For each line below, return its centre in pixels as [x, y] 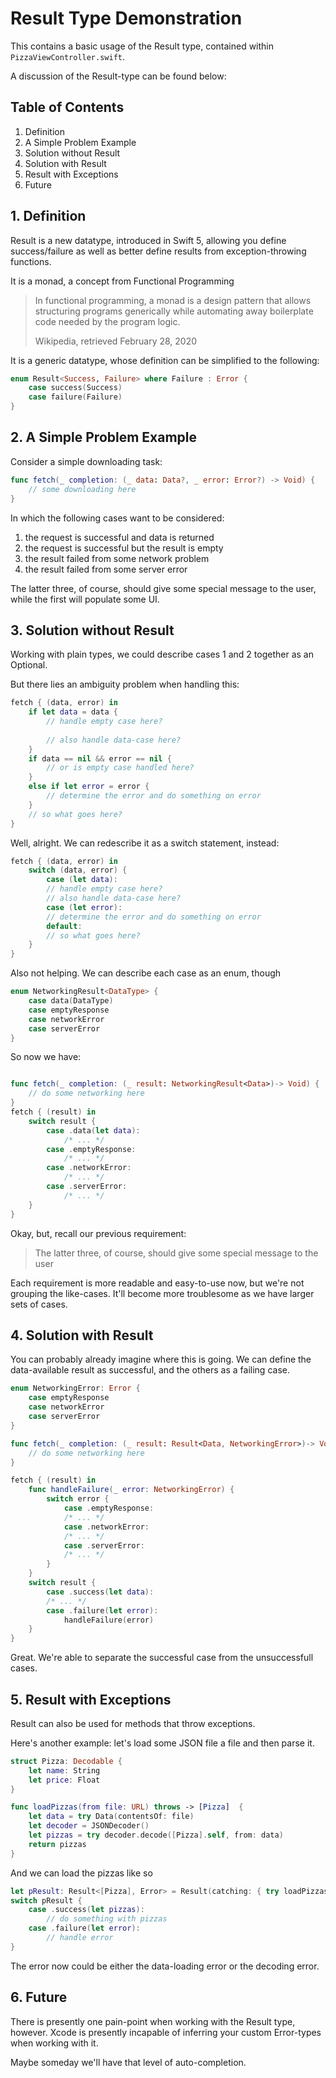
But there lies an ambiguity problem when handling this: [125, 684]
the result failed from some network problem [117, 558]
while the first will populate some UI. [85, 599]
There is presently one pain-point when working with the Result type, [153, 2021]
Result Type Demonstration [126, 18]
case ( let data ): [82, 880]
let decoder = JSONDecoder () [89, 1826]
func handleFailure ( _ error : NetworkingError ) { [131, 1490]
